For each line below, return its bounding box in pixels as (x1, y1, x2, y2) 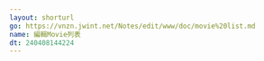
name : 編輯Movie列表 (9, 30, 81, 39)
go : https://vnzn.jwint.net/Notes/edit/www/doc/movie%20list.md (9, 22, 256, 30)
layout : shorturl (9, 13, 75, 22)
